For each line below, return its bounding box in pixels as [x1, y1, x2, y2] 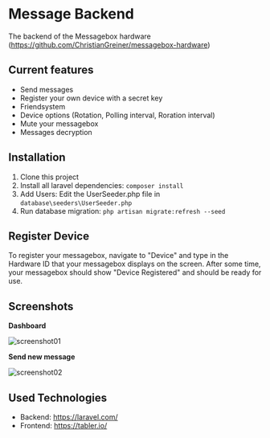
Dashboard [8, 321, 47, 330]
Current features [8, 63, 94, 77]
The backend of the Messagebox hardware [8, 31, 151, 41]
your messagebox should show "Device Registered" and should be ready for [8, 268, 262, 277]
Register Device [8, 229, 90, 243]
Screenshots [8, 299, 74, 313]
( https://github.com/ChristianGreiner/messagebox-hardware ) [8, 39, 211, 49]
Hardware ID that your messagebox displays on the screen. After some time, [8, 259, 261, 269]
